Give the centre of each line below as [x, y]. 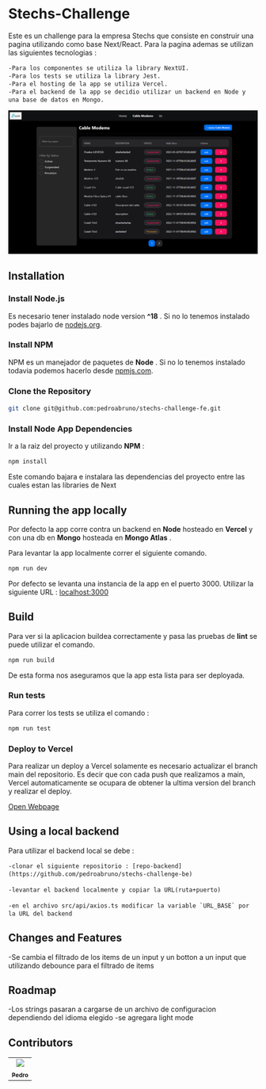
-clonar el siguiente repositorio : [68, 866]
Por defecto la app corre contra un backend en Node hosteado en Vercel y [131, 529]
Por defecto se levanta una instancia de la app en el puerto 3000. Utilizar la [131, 583]
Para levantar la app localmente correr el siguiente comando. [108, 552]
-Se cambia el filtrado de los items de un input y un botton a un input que [127, 957]
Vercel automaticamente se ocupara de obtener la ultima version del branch [132, 783]
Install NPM [31, 345]
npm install [28, 462]
